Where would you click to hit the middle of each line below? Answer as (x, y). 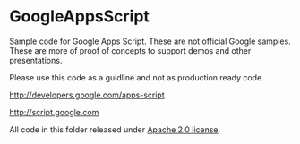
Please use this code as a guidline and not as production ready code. (137, 77)
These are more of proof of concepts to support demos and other (130, 50)
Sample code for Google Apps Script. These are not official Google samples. (150, 41)
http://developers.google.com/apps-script (87, 95)
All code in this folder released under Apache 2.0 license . (115, 129)
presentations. (36, 60)
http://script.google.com (54, 112)
